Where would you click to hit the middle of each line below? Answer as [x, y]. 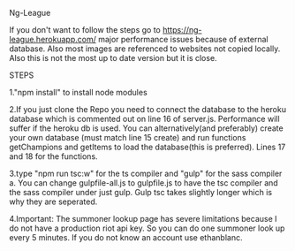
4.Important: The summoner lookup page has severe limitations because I [143, 219]
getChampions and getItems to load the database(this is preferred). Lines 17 [147, 147]
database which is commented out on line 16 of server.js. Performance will [144, 119]
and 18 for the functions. [54, 156]
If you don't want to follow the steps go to [85, 30]
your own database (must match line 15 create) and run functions [128, 137]
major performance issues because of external [183, 39]
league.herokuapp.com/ [53, 39]
